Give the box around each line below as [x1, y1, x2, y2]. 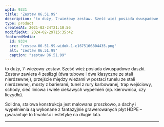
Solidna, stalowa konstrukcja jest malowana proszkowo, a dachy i [5, 101, 137, 107]
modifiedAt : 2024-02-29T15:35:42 [5, 30, 73, 35]
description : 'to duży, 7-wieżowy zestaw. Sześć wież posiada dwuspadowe [5, 16, 159, 21]
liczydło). [5, 92, 23, 98]
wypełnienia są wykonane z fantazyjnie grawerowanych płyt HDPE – [5, 106, 143, 112]
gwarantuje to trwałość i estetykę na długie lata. [5, 112, 102, 118]
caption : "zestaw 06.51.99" [9, 52, 67, 58]
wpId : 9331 [5, 7, 27, 12]
